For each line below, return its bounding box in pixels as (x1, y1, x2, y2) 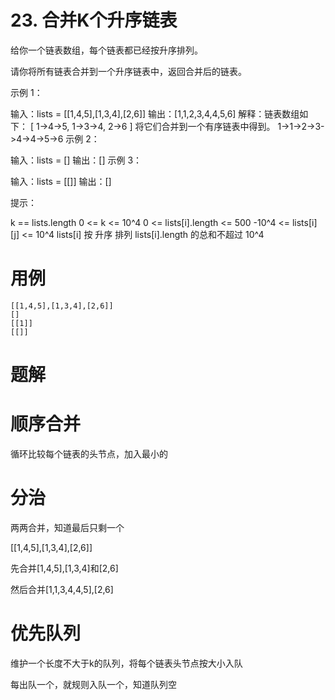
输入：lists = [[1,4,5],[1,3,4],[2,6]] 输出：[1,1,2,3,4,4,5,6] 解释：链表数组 (10, 107, 300, 120)
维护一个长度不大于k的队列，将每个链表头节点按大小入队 (10, 657, 243, 669)
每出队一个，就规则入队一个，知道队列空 (10, 678, 177, 690)
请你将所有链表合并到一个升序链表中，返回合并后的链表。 (10, 65, 247, 77)
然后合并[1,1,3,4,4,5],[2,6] (10, 583, 114, 595)
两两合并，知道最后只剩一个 (10, 521, 125, 533)
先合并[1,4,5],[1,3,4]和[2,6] (10, 562, 119, 574)
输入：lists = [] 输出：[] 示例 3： (10, 154, 143, 166)
